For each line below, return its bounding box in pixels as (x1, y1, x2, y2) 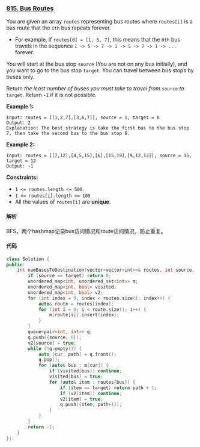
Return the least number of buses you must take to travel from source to (6, 85, 184, 92)
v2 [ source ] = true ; (28, 340, 77, 346)
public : (6, 261, 26, 267)
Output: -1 (6, 163, 34, 169)
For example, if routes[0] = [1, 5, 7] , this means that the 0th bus (14, 36, 181, 43)
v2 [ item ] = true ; (59, 396, 103, 402)
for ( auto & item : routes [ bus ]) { (49, 379, 136, 385)
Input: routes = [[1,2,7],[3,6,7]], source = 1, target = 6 (6, 114, 160, 121)
